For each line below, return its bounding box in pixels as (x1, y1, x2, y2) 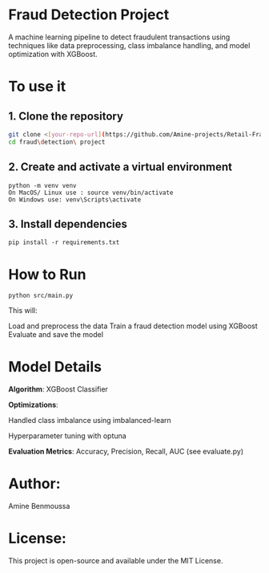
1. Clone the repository (8, 109, 124, 123)
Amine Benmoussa (8, 502, 70, 511)
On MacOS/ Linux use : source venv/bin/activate (8, 189, 174, 197)
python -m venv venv (8, 181, 78, 189)
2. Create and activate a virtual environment (8, 161, 232, 174)
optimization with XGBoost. (8, 49, 98, 59)
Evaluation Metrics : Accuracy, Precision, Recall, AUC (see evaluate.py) (8, 447, 244, 457)
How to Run (8, 265, 86, 283)
